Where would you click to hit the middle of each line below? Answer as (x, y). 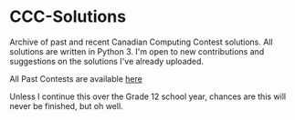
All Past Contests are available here (76, 78)
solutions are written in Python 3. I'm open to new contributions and (137, 51)
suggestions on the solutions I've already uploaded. (106, 61)
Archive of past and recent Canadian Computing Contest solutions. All (141, 42)
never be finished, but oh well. (66, 105)
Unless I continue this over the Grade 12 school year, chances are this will (147, 96)
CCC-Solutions (68, 17)
